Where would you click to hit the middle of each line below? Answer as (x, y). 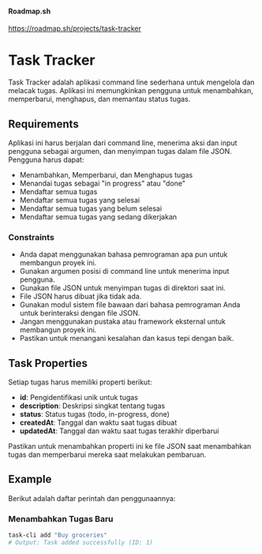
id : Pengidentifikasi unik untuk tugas (79, 398)
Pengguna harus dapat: (46, 159)
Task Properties (48, 363)
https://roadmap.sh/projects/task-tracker (75, 28)
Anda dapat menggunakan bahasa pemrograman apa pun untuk (124, 255)
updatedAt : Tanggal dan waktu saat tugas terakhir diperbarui (119, 431)
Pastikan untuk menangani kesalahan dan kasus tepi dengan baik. (127, 339)
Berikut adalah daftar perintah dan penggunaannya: (92, 498)
